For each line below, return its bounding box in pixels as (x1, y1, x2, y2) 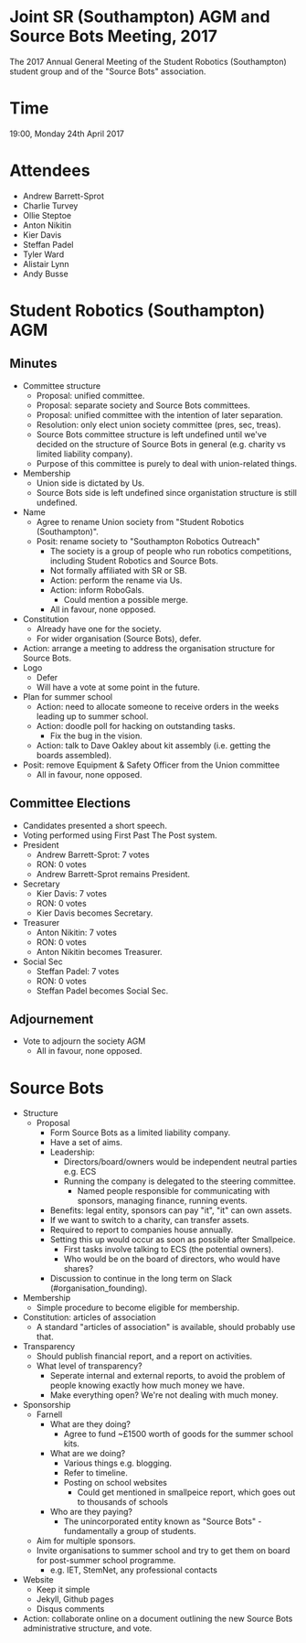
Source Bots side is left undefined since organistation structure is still (36, 487, 297, 498)
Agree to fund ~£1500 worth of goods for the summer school (63, 1429, 294, 1440)
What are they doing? (49, 1419, 131, 1430)
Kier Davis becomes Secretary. (36, 907, 153, 918)
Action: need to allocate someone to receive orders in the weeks (36, 701, 280, 712)
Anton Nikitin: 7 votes (36, 927, 117, 938)
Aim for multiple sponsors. (36, 1535, 136, 1547)
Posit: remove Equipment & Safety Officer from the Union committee (22, 759, 280, 770)
